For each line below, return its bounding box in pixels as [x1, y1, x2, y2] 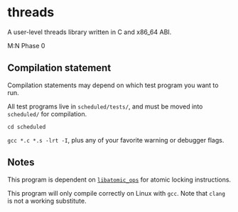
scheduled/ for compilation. [7, 109, 87, 118]
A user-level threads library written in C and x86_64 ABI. [7, 28, 172, 36]
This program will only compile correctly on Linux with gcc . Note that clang [7, 189, 226, 197]
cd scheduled [7, 123, 46, 130]
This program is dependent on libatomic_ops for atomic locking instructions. [7, 175, 232, 184]
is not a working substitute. [7, 196, 87, 205]
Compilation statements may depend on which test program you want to [7, 81, 219, 89]
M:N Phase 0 [7, 41, 45, 50]
